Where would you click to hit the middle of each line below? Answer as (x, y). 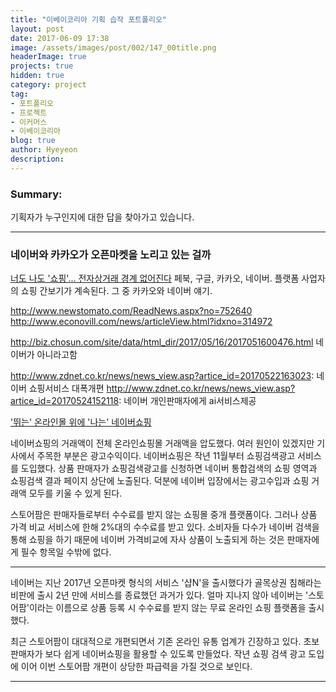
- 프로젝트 (29, 112)
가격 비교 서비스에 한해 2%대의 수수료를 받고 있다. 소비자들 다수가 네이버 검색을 (165, 527)
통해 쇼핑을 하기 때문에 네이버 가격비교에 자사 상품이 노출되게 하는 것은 (147, 540)
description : (37, 159)
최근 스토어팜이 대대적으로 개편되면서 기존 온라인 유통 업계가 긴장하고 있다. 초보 (165, 642)
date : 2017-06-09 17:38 (60, 38)
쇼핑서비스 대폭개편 (66, 388)
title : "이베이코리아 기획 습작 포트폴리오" (89, 19)
